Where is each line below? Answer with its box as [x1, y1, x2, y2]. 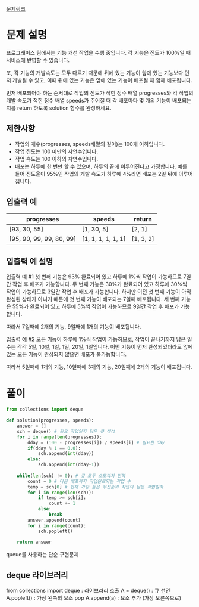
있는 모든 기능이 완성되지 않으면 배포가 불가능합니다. [6, 351, 127, 358]
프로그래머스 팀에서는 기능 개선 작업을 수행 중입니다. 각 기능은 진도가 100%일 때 [6, 49, 191, 56]
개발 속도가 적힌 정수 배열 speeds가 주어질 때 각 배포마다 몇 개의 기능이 [6, 97, 171, 104]
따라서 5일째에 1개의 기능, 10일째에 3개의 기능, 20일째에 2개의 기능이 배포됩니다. [6, 363, 192, 371]
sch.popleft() [37, 528, 73, 534]
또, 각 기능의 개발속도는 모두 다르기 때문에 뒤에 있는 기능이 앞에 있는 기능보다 [6, 69, 184, 76]
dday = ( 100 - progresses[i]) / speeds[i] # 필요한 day [27, 439, 165, 445]
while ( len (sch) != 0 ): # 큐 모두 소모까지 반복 [17, 473, 126, 479]
